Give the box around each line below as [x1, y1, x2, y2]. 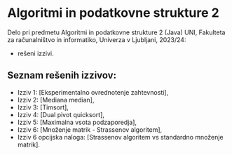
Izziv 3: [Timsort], [17, 103, 69, 112]
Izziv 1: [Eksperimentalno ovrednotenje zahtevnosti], [17, 88, 169, 96]
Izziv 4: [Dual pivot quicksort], [17, 110, 105, 119]
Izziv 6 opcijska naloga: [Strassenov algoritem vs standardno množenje [17, 133, 224, 141]
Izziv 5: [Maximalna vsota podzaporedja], [17, 118, 137, 126]
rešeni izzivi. [17, 49, 54, 58]
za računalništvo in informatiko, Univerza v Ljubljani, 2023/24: [7, 35, 186, 43]
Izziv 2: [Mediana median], [17, 95, 95, 104]
